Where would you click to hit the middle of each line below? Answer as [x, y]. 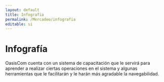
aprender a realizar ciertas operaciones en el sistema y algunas [71, 68]
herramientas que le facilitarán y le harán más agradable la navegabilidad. [82, 74]
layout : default [22, 10]
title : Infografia [25, 15]
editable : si [19, 24]
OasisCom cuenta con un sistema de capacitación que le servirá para [78, 63]
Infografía [27, 49]
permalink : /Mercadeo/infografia [40, 19]
